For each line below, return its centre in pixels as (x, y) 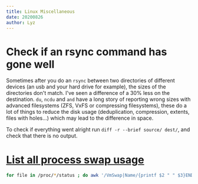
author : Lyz (21, 22)
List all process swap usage (75, 160)
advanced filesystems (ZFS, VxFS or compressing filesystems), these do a (97, 106)
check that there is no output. (42, 136)
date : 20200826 (25, 17)
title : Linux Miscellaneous (41, 11)
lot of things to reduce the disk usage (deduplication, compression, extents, (98, 112)
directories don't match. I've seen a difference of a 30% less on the (88, 93)
